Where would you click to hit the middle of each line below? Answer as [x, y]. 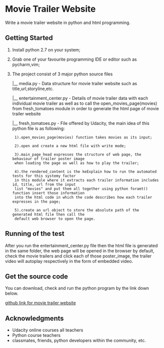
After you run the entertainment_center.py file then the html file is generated [82, 245]
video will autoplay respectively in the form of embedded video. [69, 261]
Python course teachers [36, 335]
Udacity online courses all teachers [48, 330]
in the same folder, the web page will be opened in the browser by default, [80, 251]
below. [12, 293]
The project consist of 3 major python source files [62, 74]
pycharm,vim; [26, 64]
